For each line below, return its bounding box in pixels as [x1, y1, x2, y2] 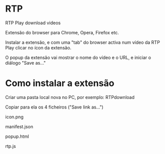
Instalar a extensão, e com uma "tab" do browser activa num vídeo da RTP [5, 39, 160, 45]
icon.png [5, 114, 24, 120]
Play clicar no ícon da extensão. [5, 44, 72, 50]
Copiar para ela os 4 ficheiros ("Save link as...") [5, 104, 103, 110]
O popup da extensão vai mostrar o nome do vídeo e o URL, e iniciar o [5, 54, 151, 61]
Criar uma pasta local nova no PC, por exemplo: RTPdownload [5, 94, 135, 100]
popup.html [5, 133, 29, 139]
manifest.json [5, 123, 34, 129]
